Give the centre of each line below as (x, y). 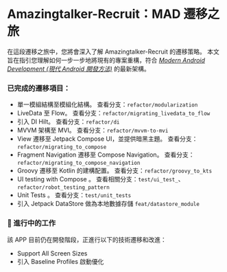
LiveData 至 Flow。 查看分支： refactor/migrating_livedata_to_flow (113, 113)
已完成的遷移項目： (39, 88)
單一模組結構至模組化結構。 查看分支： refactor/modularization (107, 104)
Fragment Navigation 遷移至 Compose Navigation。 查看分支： (106, 155)
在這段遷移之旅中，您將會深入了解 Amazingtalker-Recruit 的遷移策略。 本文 (113, 52)
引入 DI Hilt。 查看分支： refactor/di (68, 122)
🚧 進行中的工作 (32, 223)
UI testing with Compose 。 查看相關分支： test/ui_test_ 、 (100, 179)
